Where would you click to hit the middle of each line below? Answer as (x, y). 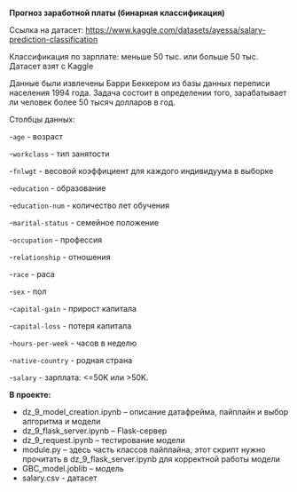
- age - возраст (36, 136)
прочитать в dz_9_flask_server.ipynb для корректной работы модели (151, 459)
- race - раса (32, 274)
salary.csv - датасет (59, 478)
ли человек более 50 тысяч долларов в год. (92, 102)
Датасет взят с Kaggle (51, 66)
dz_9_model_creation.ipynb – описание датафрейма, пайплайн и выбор (155, 412)
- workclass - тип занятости (59, 154)
